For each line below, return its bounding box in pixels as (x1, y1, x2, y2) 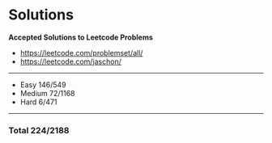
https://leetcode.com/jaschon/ (19, 57, 121, 66)
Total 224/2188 (8, 124, 70, 136)
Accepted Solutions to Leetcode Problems (8, 32, 154, 42)
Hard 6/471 (19, 97, 57, 107)
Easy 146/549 (19, 79, 66, 90)
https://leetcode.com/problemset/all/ (19, 48, 143, 57)
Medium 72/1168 (19, 88, 75, 98)
